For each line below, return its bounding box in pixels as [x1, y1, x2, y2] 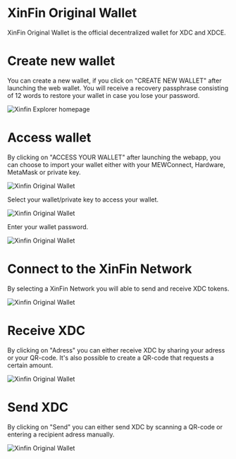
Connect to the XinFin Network [7, 261, 192, 276]
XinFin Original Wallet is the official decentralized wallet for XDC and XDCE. [7, 28, 227, 37]
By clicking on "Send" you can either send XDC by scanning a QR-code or [7, 422, 223, 431]
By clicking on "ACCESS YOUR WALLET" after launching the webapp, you [7, 153, 221, 161]
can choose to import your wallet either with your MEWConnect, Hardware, [7, 160, 225, 169]
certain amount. [7, 361, 54, 369]
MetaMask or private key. [7, 168, 81, 176]
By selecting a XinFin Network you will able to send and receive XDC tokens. [7, 284, 230, 293]
